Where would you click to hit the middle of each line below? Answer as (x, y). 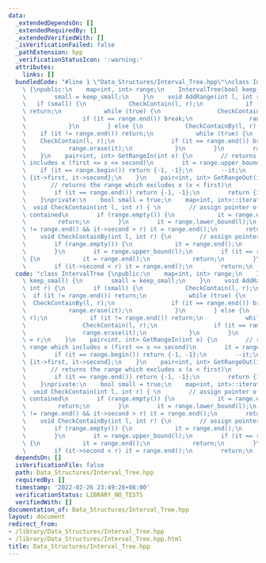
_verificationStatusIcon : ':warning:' (80, 60)
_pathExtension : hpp (49, 52)
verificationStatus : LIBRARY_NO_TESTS (80, 495)
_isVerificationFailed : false (65, 45)
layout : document (37, 517)
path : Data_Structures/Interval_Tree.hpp (85, 473)
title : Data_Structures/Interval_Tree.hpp (79, 546)
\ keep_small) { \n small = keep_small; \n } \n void (131, 281)
